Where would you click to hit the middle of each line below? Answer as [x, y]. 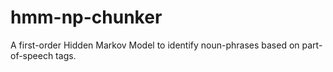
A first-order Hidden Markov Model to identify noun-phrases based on [155, 45]
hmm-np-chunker [86, 17]
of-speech [32, 55]
